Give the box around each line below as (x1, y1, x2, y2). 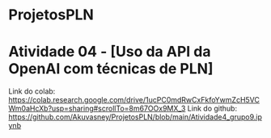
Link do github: (187, 103, 237, 114)
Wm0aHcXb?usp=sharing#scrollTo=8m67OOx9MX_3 (8, 103, 186, 114)
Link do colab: (8, 86, 56, 96)
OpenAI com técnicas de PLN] (8, 60, 214, 78)
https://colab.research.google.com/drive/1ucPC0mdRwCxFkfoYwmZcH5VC (8, 95, 260, 105)
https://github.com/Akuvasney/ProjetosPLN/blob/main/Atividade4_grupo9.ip (8, 112, 263, 122)
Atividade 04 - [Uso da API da (8, 43, 211, 61)
